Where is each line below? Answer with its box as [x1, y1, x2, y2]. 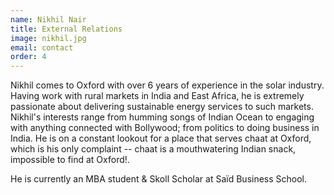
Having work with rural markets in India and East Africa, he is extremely [10, 90, 305, 102]
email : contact [10, 42, 74, 53]
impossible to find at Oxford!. [10, 154, 130, 166]
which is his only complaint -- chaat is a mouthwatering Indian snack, [10, 143, 297, 155]
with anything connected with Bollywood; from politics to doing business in [10, 122, 320, 134]
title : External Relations [10, 24, 123, 34]
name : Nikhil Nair [10, 14, 87, 25]
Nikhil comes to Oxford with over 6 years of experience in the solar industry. [10, 79, 325, 91]
